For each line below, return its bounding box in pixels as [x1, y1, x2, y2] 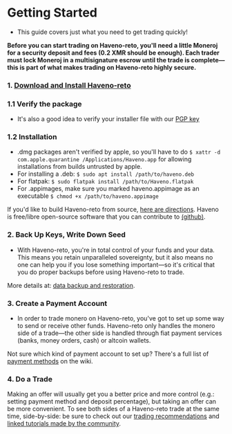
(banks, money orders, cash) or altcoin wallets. [17, 336, 151, 345]
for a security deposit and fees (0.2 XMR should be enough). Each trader [7, 48, 220, 57]
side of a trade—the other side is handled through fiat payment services [17, 329, 222, 337]
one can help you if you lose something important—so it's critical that [17, 260, 215, 269]
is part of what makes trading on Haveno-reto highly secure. [19, 63, 197, 71]
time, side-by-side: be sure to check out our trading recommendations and [7, 412, 220, 420]
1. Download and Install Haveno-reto [7, 80, 131, 90]
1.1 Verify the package [7, 99, 82, 109]
